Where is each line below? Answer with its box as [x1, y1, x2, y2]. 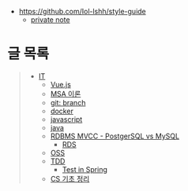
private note [30, 15, 70, 24]
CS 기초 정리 [50, 174, 90, 183]
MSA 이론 [50, 89, 81, 98]
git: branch [50, 97, 86, 107]
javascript [50, 114, 83, 124]
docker [50, 106, 74, 116]
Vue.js [50, 79, 72, 89]
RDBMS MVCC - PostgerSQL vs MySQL [50, 131, 179, 141]
